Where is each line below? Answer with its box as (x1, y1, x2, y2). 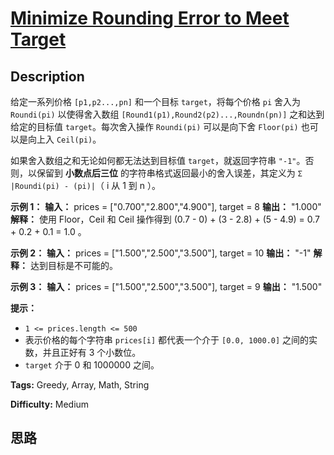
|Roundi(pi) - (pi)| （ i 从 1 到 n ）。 (10, 180, 162, 191)
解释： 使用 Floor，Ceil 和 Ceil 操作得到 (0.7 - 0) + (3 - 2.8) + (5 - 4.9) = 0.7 (10, 213, 321, 225)
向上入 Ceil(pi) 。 (27, 133, 102, 145)
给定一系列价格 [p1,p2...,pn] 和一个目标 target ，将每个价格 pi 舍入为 (10, 96, 302, 107)
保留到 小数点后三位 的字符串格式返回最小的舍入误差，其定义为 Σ (36, 167, 303, 179)
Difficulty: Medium (10, 398, 90, 410)
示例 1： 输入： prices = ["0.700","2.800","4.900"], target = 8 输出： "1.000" (10, 201, 322, 212)
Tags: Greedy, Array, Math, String (10, 379, 150, 391)
